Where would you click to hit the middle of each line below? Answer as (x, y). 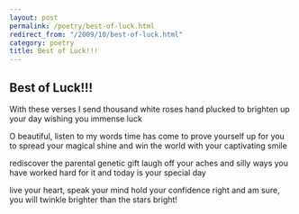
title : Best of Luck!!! (54, 51)
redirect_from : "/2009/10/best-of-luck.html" (96, 34)
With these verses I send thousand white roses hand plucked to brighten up (149, 109)
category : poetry (42, 43)
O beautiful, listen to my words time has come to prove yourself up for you (147, 136)
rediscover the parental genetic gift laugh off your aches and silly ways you (149, 163)
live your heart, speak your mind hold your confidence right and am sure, (145, 190)
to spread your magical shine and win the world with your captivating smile (149, 146)
